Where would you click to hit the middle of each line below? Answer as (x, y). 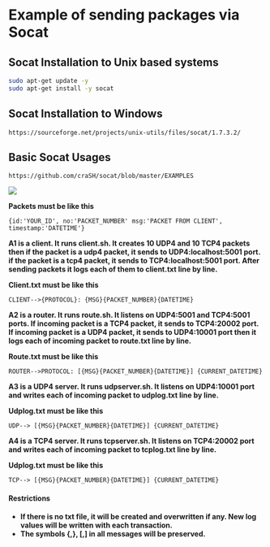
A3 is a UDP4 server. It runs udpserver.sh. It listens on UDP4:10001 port (132, 387)
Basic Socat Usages (60, 157)
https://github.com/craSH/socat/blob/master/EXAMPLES (101, 176)
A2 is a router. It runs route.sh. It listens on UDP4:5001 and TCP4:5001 (129, 315)
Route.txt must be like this (54, 357)
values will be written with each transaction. (96, 525)
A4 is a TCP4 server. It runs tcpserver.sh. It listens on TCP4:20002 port (131, 441)
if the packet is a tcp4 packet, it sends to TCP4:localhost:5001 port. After (134, 261)
